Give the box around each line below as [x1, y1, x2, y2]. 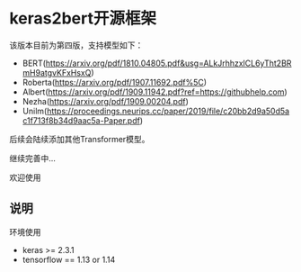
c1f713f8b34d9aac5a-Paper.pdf [22, 114, 141, 126]
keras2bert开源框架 [9, 8, 157, 29]
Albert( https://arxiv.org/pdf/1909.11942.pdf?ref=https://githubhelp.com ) [22, 86, 288, 97]
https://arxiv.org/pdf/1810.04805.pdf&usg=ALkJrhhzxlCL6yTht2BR [45, 58, 292, 68]
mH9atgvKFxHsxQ [22, 67, 92, 77]
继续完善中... [9, 152, 57, 163]
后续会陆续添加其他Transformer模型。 [9, 133, 150, 144]
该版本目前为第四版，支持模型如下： [9, 40, 144, 50]
